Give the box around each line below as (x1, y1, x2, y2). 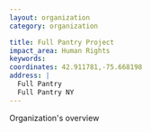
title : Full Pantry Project (9, 38, 115, 47)
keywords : (9, 55, 47, 64)
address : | (9, 71, 50, 81)
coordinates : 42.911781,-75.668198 (9, 63, 143, 72)
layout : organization (9, 13, 91, 22)
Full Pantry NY (17, 87, 75, 97)
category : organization (9, 22, 99, 31)
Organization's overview (9, 112, 100, 123)
